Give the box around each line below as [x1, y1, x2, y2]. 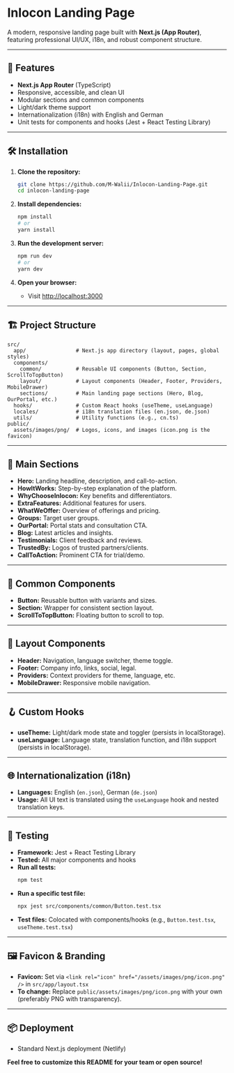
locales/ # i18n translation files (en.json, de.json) [13, 408, 210, 416]
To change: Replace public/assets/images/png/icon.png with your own [17, 987, 223, 996]
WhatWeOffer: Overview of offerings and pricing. [17, 507, 161, 515]
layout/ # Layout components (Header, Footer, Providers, [19, 378, 223, 385]
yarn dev [17, 265, 43, 273]
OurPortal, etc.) [7, 396, 58, 403]
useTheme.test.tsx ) [17, 923, 73, 931]
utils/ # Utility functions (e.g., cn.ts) [13, 414, 179, 421]
